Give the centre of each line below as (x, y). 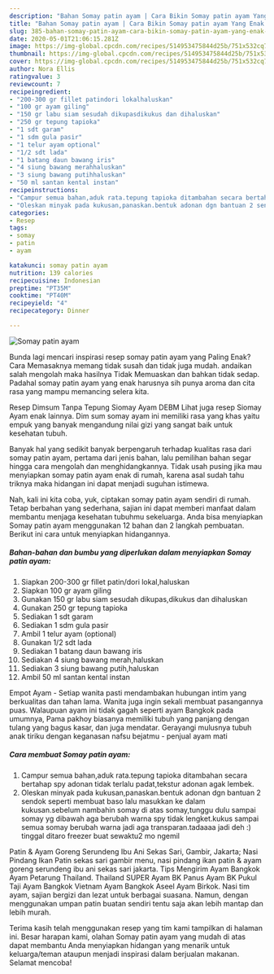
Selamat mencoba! (41, 963)
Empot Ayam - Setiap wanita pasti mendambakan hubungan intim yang (128, 692)
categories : (29, 213)
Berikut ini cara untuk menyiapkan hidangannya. (90, 533)
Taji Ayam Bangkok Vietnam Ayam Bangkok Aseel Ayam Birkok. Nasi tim (130, 886)
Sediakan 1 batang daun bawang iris (82, 651)
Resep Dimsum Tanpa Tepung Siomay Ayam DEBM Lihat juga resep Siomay (136, 407)
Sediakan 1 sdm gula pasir (65, 625)
